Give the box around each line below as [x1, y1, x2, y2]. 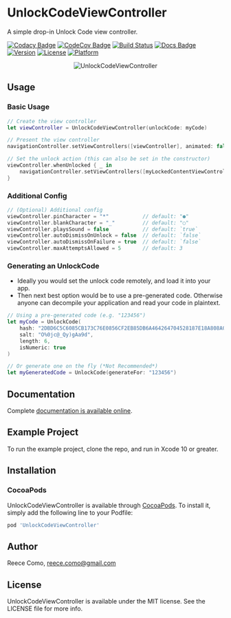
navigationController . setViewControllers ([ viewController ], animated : [7, 143, 214, 150]
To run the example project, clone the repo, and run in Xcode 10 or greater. [7, 445, 219, 453]
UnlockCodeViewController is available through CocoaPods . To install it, [7, 501, 211, 509]
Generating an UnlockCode [7, 261, 100, 270]
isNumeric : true [19, 344, 67, 351]
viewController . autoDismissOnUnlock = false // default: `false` [7, 232, 201, 239]
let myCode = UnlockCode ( [7, 319, 81, 326]
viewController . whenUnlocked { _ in [7, 162, 112, 169]
